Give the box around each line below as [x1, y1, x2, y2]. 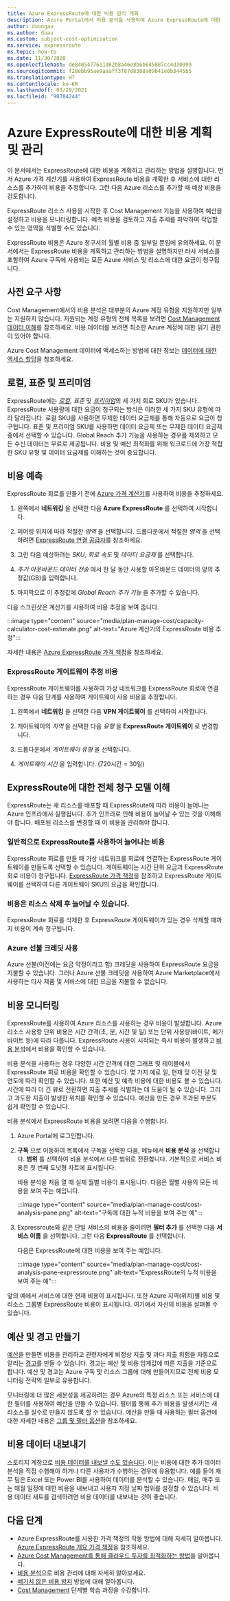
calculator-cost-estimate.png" [7, 625, 93, 633]
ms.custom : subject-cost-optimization [7, 36, 118, 43]
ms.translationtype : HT [7, 74, 76, 81]
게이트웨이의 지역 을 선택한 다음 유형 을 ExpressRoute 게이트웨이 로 [16, 721, 200, 730]
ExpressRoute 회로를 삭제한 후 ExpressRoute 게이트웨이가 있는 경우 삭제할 [7, 916, 209, 924]
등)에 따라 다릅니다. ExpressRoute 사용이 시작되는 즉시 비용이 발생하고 [25, 1036, 215, 1045]
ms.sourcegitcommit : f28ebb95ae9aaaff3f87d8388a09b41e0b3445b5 [7, 67, 192, 74]
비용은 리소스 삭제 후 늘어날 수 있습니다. [7, 899, 130, 908]
